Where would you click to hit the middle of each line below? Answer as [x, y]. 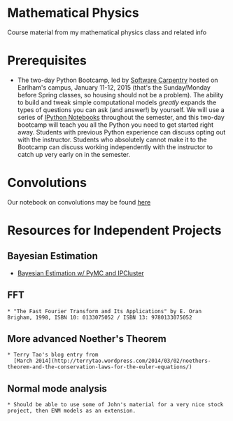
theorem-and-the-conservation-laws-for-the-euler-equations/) [100, 367]
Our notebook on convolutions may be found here [79, 202]
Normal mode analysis [57, 388]
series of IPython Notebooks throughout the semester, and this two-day [121, 117]
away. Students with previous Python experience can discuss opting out [121, 132]
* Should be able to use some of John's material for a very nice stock [115, 405]
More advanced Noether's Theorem [87, 339]
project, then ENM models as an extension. [72, 411]
